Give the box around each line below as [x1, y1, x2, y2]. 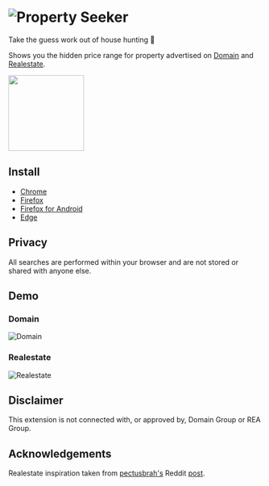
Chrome [19, 186, 48, 196]
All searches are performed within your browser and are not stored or [8, 257, 239, 266]
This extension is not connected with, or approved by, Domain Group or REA [8, 415, 261, 425]
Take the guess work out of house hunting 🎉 [8, 35, 155, 44]
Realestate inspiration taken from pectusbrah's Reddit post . [8, 468, 205, 478]
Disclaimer [8, 393, 64, 407]
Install [8, 165, 40, 179]
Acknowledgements [8, 446, 112, 460]
